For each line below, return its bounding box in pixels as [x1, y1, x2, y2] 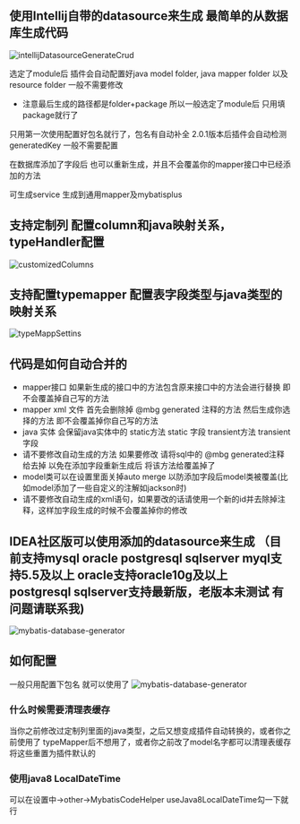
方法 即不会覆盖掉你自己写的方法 [38, 416, 159, 426]
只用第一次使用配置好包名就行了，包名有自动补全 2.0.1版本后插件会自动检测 [9, 128, 287, 139]
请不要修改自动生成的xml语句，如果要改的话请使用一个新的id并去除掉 [21, 494, 279, 504]
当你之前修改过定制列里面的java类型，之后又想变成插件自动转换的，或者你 [9, 725, 284, 736]
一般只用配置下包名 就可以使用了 [9, 679, 130, 690]
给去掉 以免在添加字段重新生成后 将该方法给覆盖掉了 [21, 460, 216, 471]
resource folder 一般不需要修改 [9, 79, 124, 90]
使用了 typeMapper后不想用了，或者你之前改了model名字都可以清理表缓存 [16, 737, 292, 748]
